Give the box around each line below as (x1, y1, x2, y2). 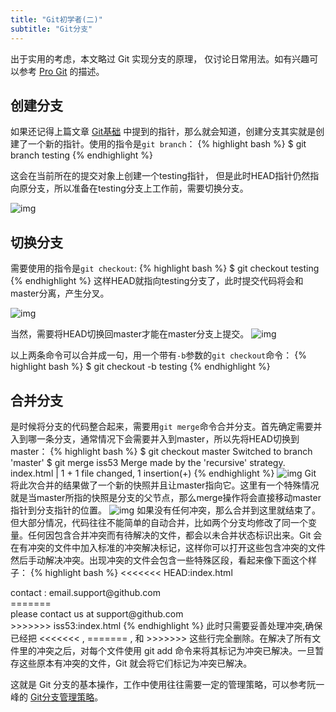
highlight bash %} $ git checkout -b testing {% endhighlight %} (10, 361, 271, 373)
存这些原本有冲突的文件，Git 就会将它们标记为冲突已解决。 (10, 657, 253, 669)
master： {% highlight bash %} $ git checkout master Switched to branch (10, 445, 313, 457)
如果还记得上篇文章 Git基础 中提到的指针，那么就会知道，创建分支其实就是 (10, 126, 317, 138)
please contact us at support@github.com (10, 607, 184, 620)
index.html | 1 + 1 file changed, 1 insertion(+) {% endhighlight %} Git (10, 467, 317, 479)
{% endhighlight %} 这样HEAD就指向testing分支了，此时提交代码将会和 (10, 275, 304, 287)
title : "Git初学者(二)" (10, 14, 103, 25)
